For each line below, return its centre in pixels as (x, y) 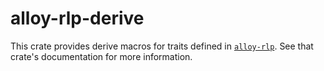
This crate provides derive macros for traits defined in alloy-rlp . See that (162, 46)
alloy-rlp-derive (77, 18)
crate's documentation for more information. (101, 56)
